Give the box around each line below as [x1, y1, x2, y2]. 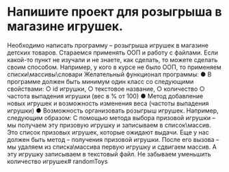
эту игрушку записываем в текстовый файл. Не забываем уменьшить [7, 149, 211, 158]
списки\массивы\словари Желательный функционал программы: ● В [7, 70, 212, 78]
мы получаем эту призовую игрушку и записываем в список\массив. [7, 121, 212, 129]
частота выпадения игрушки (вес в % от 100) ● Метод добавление [7, 91, 204, 100]
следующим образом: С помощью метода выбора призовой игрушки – [7, 113, 215, 121]
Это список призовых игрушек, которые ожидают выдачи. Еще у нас [7, 128, 210, 137]
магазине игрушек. [7, 18, 123, 34]
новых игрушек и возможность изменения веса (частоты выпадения [7, 99, 209, 107]
